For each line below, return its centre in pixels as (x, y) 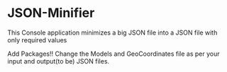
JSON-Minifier (51, 13)
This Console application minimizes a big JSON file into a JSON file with (112, 32)
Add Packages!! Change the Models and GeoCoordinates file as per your (113, 54)
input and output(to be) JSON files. (59, 61)
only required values (37, 40)
